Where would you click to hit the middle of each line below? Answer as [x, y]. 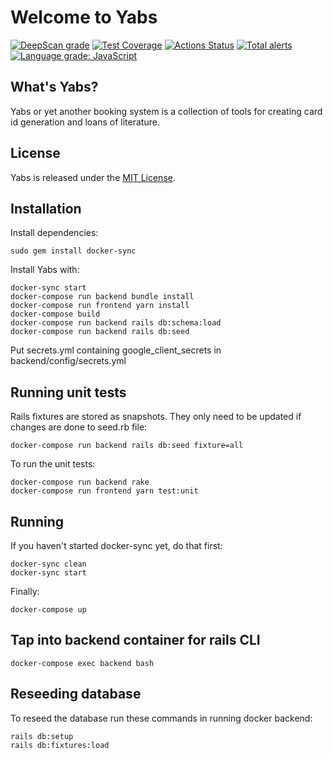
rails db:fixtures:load [60, 745]
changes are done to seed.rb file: [79, 427]
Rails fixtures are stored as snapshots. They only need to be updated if [156, 417]
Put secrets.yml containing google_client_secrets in [116, 350]
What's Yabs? [54, 87]
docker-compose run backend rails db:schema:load [116, 323]
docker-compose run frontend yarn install [100, 306]
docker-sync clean [48, 564]
